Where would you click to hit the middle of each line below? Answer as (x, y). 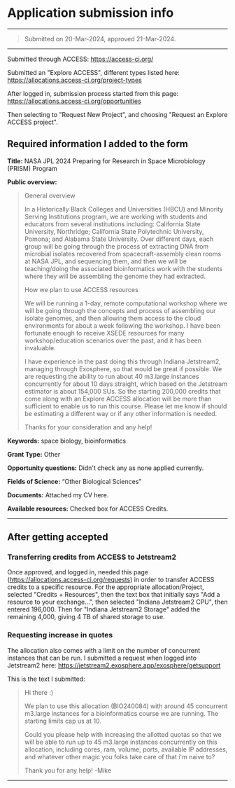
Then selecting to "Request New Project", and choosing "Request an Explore (117, 114)
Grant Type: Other (34, 454)
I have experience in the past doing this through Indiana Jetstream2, (123, 361)
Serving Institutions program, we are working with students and (116, 216)
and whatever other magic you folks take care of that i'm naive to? (120, 756)
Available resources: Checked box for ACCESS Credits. (88, 509)
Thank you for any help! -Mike (68, 770)
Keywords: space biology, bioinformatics (67, 441)
